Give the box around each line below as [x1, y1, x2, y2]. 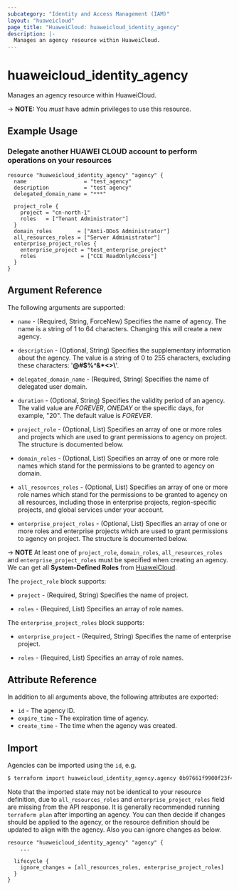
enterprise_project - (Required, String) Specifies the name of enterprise [17, 632, 231, 640]
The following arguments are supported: [7, 303, 126, 311]
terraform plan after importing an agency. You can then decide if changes [7, 810, 225, 819]
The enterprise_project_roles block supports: [7, 618, 144, 626]
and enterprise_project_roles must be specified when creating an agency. [7, 555, 229, 564]
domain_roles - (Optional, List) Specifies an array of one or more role [17, 454, 219, 462]
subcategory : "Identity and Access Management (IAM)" [7, 10, 171, 18]
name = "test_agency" [14, 178, 132, 185]
